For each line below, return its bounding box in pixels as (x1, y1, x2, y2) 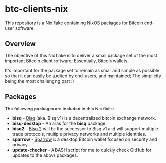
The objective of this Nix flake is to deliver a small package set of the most (5, 53, 158, 58)
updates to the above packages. (12, 152, 78, 158)
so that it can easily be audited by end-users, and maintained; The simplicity (5, 73, 161, 79)
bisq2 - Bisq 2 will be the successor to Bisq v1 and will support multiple (12, 125, 158, 132)
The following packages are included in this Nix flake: (5, 106, 114, 111)
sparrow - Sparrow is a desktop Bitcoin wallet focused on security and (12, 136, 157, 142)
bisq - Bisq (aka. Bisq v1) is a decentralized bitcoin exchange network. (12, 115, 156, 121)
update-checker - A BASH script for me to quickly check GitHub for (12, 147, 152, 153)
